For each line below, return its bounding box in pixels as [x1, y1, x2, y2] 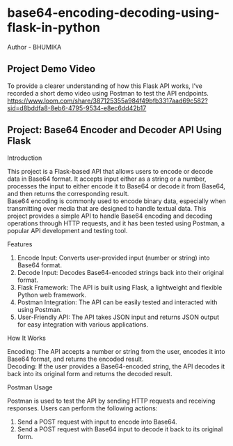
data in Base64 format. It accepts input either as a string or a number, [7, 174, 207, 183]
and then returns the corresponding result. [7, 189, 129, 198]
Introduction [7, 154, 42, 162]
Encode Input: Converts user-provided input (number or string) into [17, 253, 210, 262]
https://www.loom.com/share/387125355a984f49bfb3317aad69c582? [7, 96, 209, 105]
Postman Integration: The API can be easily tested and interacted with [17, 298, 218, 306]
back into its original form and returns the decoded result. [7, 369, 172, 378]
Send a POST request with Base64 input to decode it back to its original [17, 424, 223, 433]
